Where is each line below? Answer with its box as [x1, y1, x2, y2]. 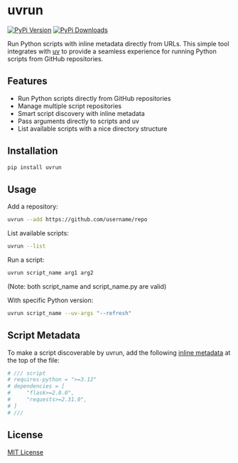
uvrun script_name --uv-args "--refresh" [7, 309, 132, 316]
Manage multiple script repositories [17, 102, 122, 110]
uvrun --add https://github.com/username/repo [7, 216, 148, 223]
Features [7, 75, 48, 87]
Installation [7, 145, 58, 157]
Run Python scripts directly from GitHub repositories [17, 94, 171, 102]
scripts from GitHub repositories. [7, 54, 104, 63]
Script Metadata [7, 329, 80, 341]
